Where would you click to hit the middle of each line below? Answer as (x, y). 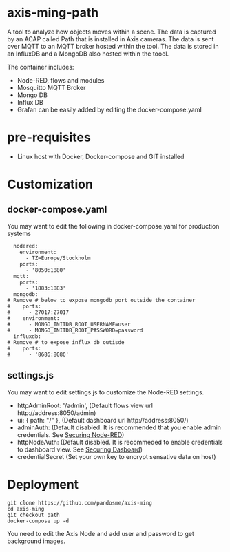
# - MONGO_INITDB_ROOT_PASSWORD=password (75, 330)
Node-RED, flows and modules (61, 80)
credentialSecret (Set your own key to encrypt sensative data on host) (116, 456)
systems (19, 233)
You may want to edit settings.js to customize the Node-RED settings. (106, 392)
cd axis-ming (26, 509)
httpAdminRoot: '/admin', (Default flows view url (85, 405)
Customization (50, 184)
